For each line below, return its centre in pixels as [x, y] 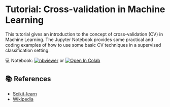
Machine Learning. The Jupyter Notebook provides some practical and [79, 40]
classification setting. [27, 50]
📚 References [28, 79]
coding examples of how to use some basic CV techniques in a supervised [83, 45]
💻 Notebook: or [35, 60]
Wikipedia [23, 99]
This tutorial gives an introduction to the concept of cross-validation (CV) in [84, 34]
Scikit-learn [25, 94]
